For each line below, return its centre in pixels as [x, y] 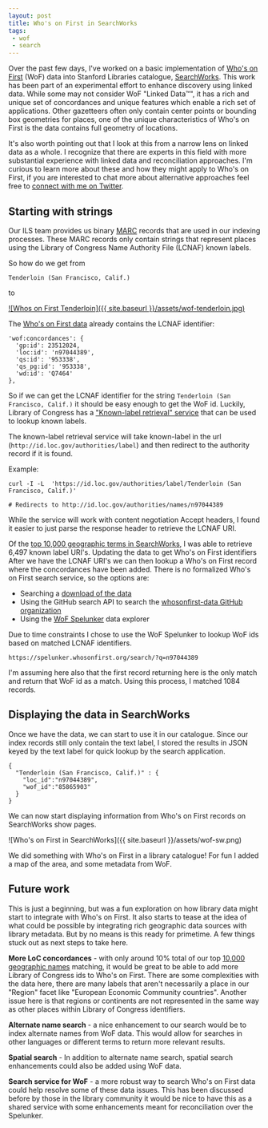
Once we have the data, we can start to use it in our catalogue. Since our [128, 734]
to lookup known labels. [47, 421]
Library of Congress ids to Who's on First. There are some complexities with [134, 975]
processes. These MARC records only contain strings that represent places [132, 239]
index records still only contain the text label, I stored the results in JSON [128, 742]
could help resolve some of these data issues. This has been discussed [126, 1090]
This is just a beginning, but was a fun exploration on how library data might [133, 908]
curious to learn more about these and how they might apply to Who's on [129, 169]
